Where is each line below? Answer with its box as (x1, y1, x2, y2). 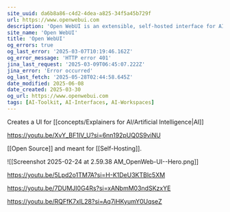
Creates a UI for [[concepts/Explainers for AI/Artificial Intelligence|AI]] (7, 118, 204, 126)
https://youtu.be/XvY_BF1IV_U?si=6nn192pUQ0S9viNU (7, 131, 161, 139)
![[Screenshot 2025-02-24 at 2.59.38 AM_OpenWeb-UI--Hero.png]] (7, 157, 199, 165)
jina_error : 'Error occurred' (7, 67, 94, 74)
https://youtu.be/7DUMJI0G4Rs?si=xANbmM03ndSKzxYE (7, 184, 171, 192)
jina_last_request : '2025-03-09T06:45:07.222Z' (7, 61, 146, 68)
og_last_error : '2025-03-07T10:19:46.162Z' (7, 49, 133, 55)
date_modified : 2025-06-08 (7, 80, 84, 87)
